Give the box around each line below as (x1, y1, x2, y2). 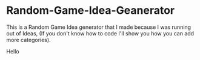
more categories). (6, 36, 51, 43)
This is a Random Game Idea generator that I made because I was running (6, 23, 192, 31)
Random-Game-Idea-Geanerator (6, 4, 175, 17)
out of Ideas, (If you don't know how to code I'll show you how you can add (6, 29, 195, 37)
